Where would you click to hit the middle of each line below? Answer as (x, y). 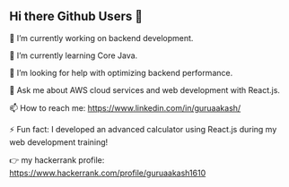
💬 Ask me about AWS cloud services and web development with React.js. (145, 89)
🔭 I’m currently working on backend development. (101, 38)
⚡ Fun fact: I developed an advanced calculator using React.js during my (143, 129)
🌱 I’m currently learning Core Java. (74, 55)
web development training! (59, 142)
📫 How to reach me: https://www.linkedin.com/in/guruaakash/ (125, 107)
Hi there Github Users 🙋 (76, 17)
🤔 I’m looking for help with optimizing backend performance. (121, 72)
